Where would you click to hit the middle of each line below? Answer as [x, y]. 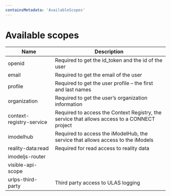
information [69, 104]
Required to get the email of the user [99, 75]
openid [16, 63]
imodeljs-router [27, 156]
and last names [73, 89]
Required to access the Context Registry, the [108, 112]
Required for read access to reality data [102, 148]
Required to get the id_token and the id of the [109, 60]
